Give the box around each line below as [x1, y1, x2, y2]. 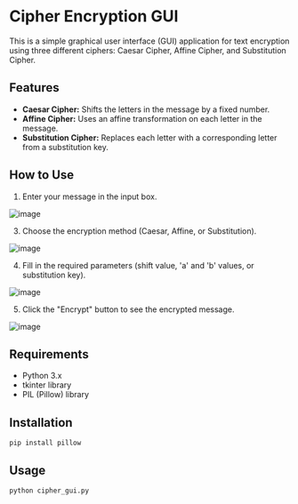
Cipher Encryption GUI [9, 6, 179, 27]
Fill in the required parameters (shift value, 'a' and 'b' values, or [21, 260, 255, 270]
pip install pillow [9, 438, 82, 448]
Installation [9, 415, 73, 430]
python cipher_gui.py [9, 486, 90, 495]
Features [9, 80, 60, 95]
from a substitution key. [21, 141, 109, 152]
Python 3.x [21, 371, 62, 381]
